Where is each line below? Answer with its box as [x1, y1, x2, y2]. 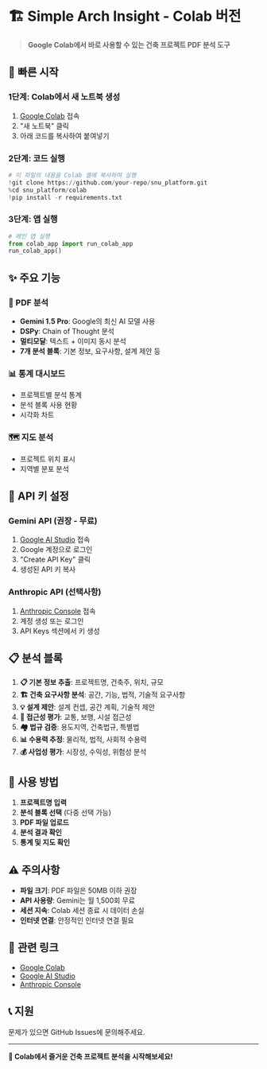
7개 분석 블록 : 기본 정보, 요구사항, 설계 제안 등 [19, 347, 161, 356]
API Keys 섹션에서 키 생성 [19, 626, 101, 636]
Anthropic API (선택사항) [8, 586, 102, 597]
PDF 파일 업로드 [19, 818, 70, 827]
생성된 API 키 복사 [19, 565, 76, 574]
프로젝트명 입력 [19, 798, 68, 807]
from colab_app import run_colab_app [8, 239, 133, 247]
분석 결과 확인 [19, 828, 62, 838]
